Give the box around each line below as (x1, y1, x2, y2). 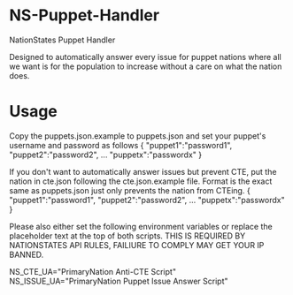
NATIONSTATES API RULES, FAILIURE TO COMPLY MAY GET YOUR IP (9, 239, 265, 250)
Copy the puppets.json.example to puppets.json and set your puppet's (9, 130, 266, 141)
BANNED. (9, 249, 44, 260)
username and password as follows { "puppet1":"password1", (9, 140, 233, 150)
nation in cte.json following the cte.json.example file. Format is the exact (9, 176, 273, 186)
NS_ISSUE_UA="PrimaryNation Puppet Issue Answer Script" (9, 276, 228, 286)
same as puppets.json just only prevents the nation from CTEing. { (9, 185, 251, 195)
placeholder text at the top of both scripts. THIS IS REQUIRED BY (9, 231, 246, 241)
